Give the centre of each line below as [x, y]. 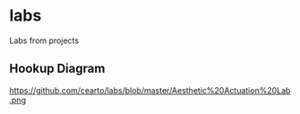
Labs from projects [44, 40]
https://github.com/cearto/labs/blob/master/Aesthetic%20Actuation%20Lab [150, 90]
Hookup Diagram [57, 69]
